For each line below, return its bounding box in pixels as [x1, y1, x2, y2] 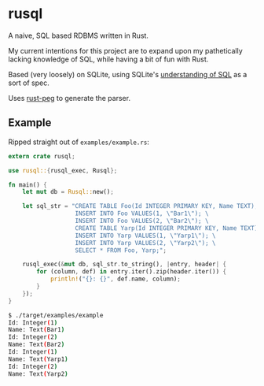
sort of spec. [8, 78, 49, 87]
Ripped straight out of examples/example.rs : [8, 137, 149, 147]
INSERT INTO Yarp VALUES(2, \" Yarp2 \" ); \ [75, 239, 216, 247]
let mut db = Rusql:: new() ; [22, 188, 114, 196]
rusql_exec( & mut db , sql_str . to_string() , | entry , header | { [22, 261, 227, 269]
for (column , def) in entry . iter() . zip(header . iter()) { [36, 268, 226, 276]
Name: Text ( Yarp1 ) [8, 355, 68, 363]
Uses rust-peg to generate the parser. [8, 93, 131, 102]
